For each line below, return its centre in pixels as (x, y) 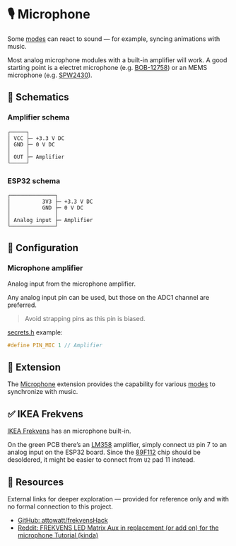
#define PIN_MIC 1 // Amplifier (55, 345)
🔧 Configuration (43, 248)
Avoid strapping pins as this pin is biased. (85, 318)
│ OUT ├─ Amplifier (36, 157)
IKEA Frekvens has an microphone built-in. (69, 431)
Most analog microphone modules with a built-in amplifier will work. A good (117, 60)
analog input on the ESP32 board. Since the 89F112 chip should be (104, 452)
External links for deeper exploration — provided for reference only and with (118, 499)
